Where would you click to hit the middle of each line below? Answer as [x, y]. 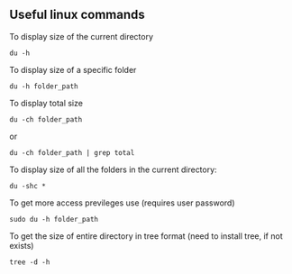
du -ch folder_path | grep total [72, 152]
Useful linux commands [78, 15]
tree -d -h [30, 262]
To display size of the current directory [82, 36]
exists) [22, 245]
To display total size [46, 103]
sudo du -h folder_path [54, 219]
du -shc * [28, 186]
